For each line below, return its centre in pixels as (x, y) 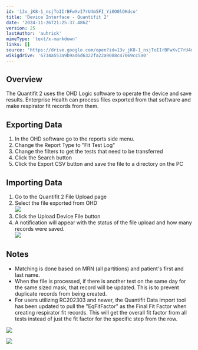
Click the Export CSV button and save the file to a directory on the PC (99, 164)
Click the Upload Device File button (57, 217)
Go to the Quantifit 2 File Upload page (61, 197)
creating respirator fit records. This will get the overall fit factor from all (101, 312)
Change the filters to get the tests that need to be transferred (89, 152)
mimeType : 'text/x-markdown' (42, 39)
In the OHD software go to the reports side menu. (75, 139)
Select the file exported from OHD (56, 203)
